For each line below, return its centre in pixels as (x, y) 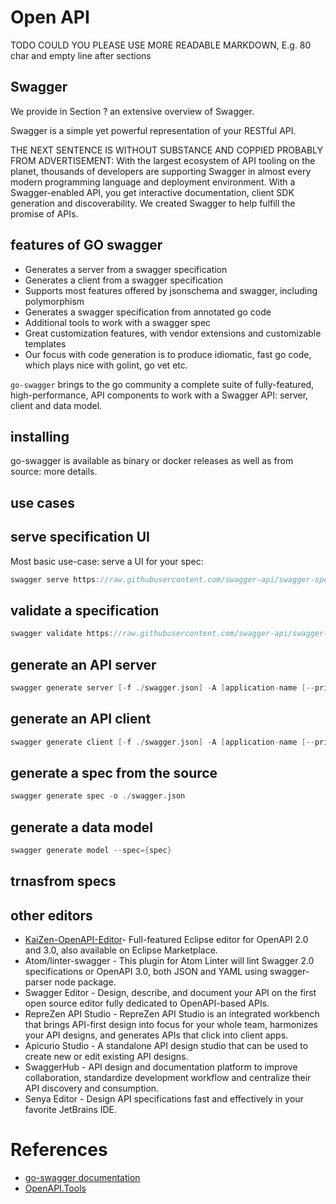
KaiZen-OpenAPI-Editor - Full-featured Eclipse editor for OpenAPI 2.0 (166, 940)
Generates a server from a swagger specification (126, 269)
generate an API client (81, 719)
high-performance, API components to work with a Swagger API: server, (159, 395)
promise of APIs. (44, 213)
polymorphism (54, 301)
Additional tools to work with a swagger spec (118, 322)
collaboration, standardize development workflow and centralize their (168, 1078)
